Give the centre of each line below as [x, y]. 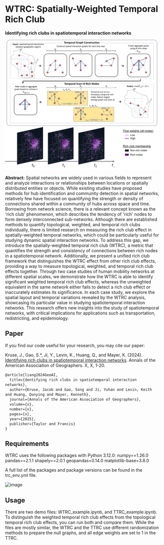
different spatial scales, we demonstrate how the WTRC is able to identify [79, 276]
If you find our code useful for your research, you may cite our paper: [75, 345]
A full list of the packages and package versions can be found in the [74, 470]
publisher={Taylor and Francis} [43, 424]
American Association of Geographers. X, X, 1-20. [55, 365]
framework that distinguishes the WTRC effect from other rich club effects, [81, 261]
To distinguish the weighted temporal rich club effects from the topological [80, 517]
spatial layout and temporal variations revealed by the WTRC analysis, [75, 297]
